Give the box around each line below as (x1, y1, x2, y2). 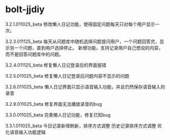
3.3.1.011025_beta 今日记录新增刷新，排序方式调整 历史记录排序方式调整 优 (5, 123, 162, 129)
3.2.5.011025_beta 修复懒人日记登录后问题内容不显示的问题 (5, 73, 130, 79)
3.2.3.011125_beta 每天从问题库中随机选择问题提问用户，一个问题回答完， (5, 38, 160, 44)
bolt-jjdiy (5, 4, 45, 15)
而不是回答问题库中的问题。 (5, 51, 64, 57)
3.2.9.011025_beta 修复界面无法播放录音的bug (5, 101, 102, 107)
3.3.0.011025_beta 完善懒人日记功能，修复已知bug (5, 111, 111, 118)
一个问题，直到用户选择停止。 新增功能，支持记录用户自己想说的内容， (14, 44, 163, 51)
